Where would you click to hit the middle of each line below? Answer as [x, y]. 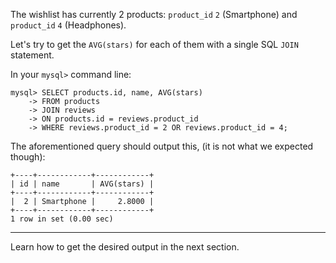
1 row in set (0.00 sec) [62, 219]
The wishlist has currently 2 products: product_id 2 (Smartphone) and [154, 14]
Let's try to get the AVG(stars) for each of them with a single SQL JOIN [154, 44]
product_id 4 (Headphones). [68, 25]
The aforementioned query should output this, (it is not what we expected [162, 146]
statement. [32, 55]
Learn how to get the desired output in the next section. [125, 247]
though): [28, 157]
